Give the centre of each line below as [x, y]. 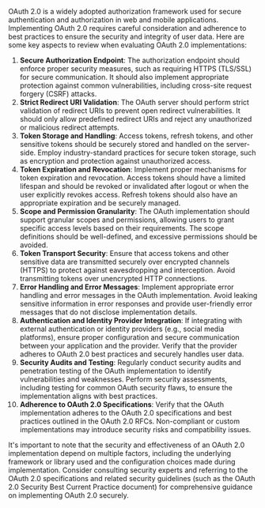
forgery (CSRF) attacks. [58, 94]
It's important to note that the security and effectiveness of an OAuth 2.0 [127, 445]
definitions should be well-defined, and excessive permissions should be [138, 237]
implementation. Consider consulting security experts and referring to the [128, 470]
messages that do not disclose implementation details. [108, 312]
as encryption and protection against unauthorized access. [115, 161]
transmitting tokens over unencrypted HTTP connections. [113, 278]
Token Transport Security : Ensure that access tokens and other [124, 253]
